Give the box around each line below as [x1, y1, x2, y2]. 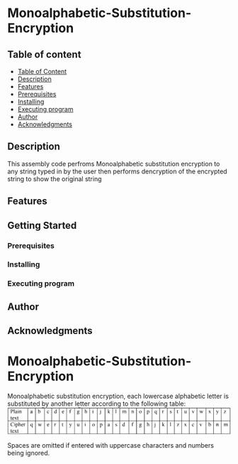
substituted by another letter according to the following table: [7, 399, 186, 408]
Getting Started [7, 219, 77, 232]
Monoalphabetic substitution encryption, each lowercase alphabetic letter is [7, 392, 229, 401]
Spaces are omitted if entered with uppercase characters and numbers [7, 441, 215, 449]
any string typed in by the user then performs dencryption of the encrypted [7, 167, 228, 176]
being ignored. [7, 448, 50, 457]
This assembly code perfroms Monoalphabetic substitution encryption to [7, 159, 220, 168]
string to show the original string [7, 174, 102, 183]
